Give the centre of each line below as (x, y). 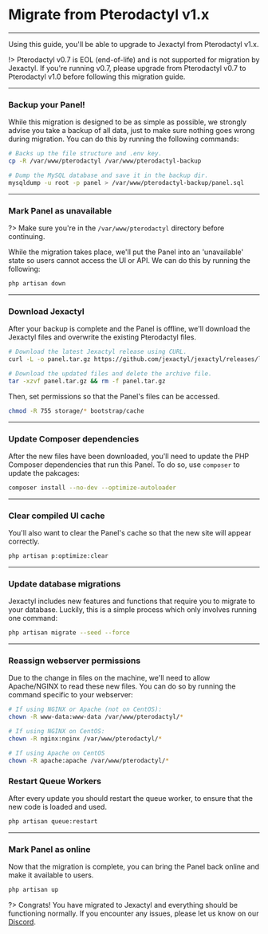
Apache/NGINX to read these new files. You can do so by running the (122, 686)
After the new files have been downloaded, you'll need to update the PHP (129, 456)
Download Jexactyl (47, 311)
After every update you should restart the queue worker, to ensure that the (131, 798)
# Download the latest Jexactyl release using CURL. (98, 352)
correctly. (24, 542)
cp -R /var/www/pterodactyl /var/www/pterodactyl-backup (105, 161)
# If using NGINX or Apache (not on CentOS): (85, 710)
